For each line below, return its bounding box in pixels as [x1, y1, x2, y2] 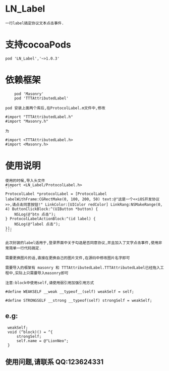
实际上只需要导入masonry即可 [15, 271, 69, 276]
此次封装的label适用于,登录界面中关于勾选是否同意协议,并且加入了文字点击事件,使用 [5, 240, 159, 245]
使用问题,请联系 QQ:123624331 [5, 357, 104, 366]
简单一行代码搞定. [9, 245, 42, 250]
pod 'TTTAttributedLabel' [14, 95, 69, 101]
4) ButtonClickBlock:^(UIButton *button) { [5, 206, 98, 211]
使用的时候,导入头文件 [5, 178, 45, 183]
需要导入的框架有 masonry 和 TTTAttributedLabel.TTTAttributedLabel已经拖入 [5, 265, 160, 270]
